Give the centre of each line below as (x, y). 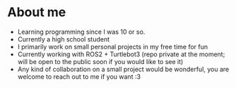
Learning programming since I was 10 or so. (81, 32)
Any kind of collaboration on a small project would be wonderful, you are (123, 69)
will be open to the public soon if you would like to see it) (100, 61)
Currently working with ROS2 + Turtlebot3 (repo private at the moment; (121, 54)
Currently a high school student (63, 39)
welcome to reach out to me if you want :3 (79, 76)
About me (37, 12)
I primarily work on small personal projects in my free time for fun (113, 46)
